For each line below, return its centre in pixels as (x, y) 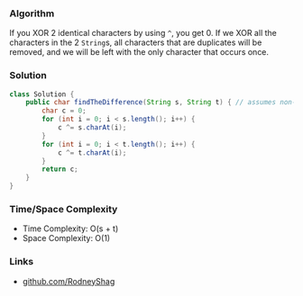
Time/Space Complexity (64, 210)
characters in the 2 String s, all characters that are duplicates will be (136, 42)
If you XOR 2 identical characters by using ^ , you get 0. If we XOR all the (143, 33)
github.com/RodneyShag (69, 281)
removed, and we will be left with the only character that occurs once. (139, 52)
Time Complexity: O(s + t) (70, 229)
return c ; (60, 169)
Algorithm (32, 13)
